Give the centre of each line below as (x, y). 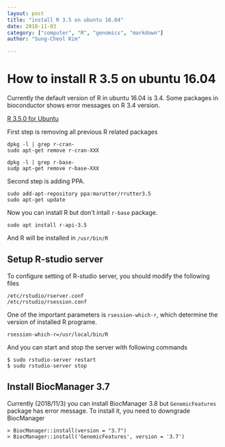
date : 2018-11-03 (32, 26)
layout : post (26, 13)
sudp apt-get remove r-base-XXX (53, 169)
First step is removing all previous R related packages (82, 132)
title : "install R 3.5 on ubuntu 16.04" (66, 20)
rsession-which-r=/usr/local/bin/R (58, 334)
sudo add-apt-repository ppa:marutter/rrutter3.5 (79, 194)
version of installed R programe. (52, 322)
